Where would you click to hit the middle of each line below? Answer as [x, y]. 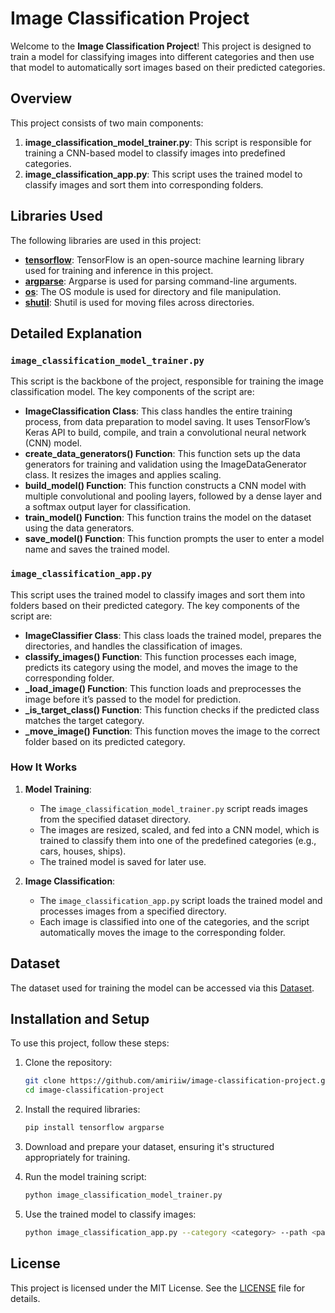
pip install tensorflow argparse [94, 1128]
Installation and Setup [80, 1019]
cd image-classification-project [94, 1090]
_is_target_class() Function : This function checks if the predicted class [172, 709]
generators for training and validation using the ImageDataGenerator [165, 464]
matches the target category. [84, 720]
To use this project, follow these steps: [90, 1043]
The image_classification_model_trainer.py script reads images [173, 808]
